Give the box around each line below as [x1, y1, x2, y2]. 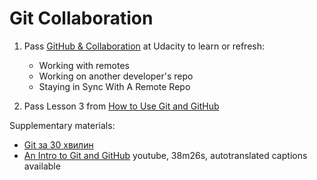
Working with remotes [38, 59, 130, 71]
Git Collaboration [9, 7, 154, 30]
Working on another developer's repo [38, 70, 194, 82]
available [23, 160, 61, 172]
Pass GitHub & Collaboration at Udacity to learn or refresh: [23, 40, 266, 52]
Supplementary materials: [9, 119, 116, 131]
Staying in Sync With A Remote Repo [38, 80, 191, 92]
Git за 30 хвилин [23, 138, 94, 151]
